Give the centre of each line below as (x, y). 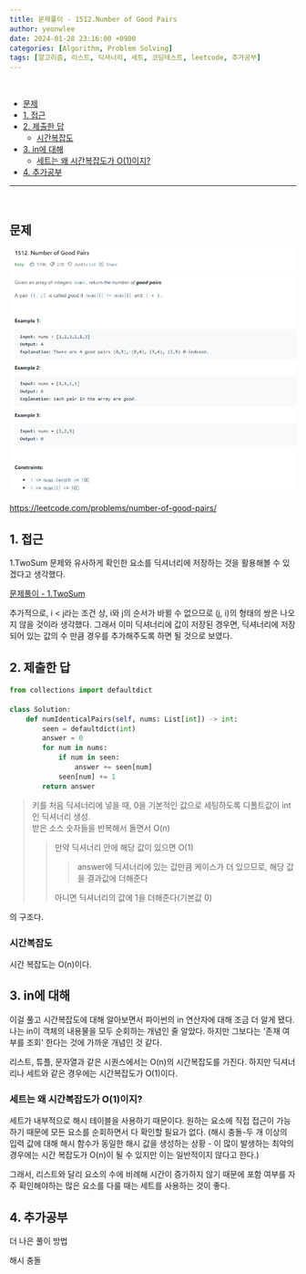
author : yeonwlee (42, 29)
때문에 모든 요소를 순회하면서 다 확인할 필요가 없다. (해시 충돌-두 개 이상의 (157, 1133)
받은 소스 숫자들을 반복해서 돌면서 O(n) (101, 828)
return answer (69, 786)
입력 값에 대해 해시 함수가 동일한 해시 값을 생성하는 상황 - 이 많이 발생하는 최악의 (152, 1143)
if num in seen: (89, 757)
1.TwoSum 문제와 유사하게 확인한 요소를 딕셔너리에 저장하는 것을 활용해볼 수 (145, 563)
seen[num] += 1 (87, 777)
